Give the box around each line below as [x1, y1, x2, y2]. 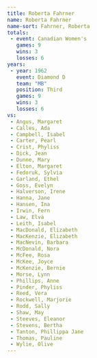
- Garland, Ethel [10, 175, 59, 182]
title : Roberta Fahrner [7, 10, 75, 17]
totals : [7, 29, 29, 36]
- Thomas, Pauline [10, 335, 63, 342]
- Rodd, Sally [10, 303, 51, 310]
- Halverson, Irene [10, 188, 66, 195]
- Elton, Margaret [10, 162, 63, 170]
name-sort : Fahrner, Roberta [7, 23, 90, 29]
